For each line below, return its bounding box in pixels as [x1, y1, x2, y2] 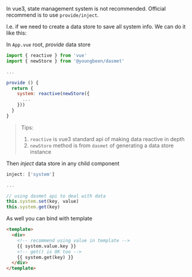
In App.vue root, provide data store [6, 41, 91, 48]
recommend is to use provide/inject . [6, 11, 99, 19]
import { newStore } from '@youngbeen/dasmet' [6, 58, 125, 64]
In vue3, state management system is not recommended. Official [6, 5, 166, 12]
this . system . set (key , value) [6, 199, 79, 205]
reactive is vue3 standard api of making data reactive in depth [29, 135, 185, 142]
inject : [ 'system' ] [6, 171, 55, 177]
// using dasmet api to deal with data [6, 193, 106, 199]
